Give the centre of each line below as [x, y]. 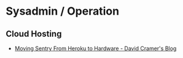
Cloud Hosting [34, 34]
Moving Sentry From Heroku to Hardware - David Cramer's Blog [95, 48]
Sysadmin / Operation [63, 11]
